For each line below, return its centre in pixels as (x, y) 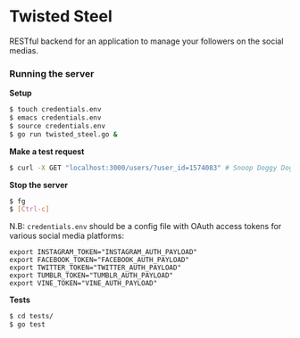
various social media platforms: (67, 236)
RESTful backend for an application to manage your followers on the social (146, 41)
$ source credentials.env (57, 126)
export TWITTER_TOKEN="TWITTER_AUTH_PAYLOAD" (95, 268)
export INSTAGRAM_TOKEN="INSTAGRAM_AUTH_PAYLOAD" (104, 252)
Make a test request (47, 151)
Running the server (52, 73)
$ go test (28, 325)
